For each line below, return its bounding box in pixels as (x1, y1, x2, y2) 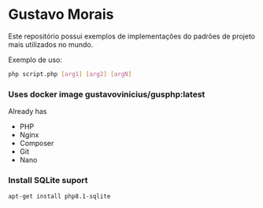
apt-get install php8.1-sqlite (8, 192, 111, 201)
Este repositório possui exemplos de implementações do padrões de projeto (8, 31, 256, 41)
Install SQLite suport (8, 175, 88, 186)
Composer (19, 139, 54, 148)
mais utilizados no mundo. (8, 39, 94, 49)
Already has (8, 107, 47, 116)
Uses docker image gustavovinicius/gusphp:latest (8, 89, 206, 100)
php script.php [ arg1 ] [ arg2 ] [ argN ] (8, 70, 132, 78)
